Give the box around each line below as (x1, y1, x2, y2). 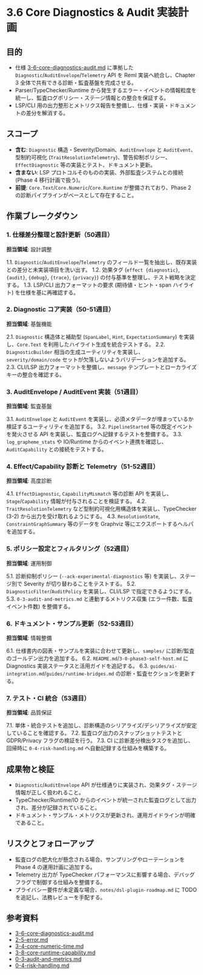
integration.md (6, 671, 45, 677)
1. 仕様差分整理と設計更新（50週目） (6, 231, 114, 239)
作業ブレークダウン (6, 211, 78, 221)
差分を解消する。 (25, 110, 68, 116)
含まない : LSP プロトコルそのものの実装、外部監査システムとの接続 (15, 168, 184, 176)
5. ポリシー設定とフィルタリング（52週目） (6, 545, 133, 553)
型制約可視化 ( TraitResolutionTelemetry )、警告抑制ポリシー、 (15, 153, 171, 161)
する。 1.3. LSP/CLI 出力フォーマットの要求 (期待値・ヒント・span (6, 281, 171, 288)
